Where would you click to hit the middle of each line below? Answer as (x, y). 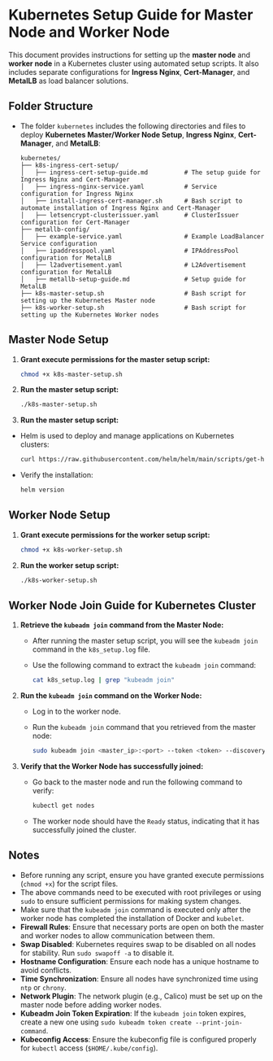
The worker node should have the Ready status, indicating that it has (146, 821)
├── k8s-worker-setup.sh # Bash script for (133, 308)
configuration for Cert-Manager (75, 222)
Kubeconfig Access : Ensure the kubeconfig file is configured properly (139, 1039)
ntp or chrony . (43, 987)
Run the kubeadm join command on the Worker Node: (111, 696)
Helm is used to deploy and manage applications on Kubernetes (127, 436)
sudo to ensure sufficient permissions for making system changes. (131, 901)
